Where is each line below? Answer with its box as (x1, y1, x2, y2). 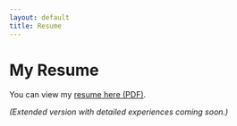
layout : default (9, 13, 70, 22)
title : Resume (9, 21, 63, 30)
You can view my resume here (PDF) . (9, 89, 147, 100)
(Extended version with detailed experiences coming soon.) (9, 106, 229, 117)
